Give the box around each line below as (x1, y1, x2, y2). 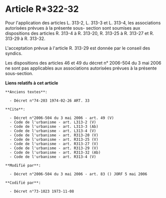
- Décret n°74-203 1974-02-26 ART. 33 (9, 98, 90, 103)
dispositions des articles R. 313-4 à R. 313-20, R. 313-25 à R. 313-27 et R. (5, 30, 155, 36)
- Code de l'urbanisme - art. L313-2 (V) (9, 119, 97, 124)
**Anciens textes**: (5, 89, 48, 94)
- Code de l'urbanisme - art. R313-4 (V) (9, 154, 97, 159)
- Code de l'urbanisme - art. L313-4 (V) (9, 128, 97, 133)
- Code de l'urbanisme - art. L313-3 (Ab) (9, 124, 99, 129)
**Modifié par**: (5, 163, 41, 168)
